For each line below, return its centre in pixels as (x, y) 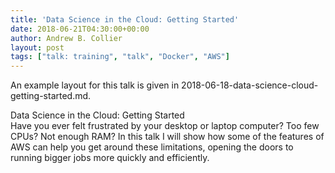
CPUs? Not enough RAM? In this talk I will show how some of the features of (167, 137)
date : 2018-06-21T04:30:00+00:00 (80, 29)
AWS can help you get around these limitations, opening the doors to (152, 147)
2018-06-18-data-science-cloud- (250, 85)
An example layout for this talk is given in (95, 85)
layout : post (37, 47)
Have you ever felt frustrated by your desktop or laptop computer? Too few (165, 126)
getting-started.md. (51, 96)
